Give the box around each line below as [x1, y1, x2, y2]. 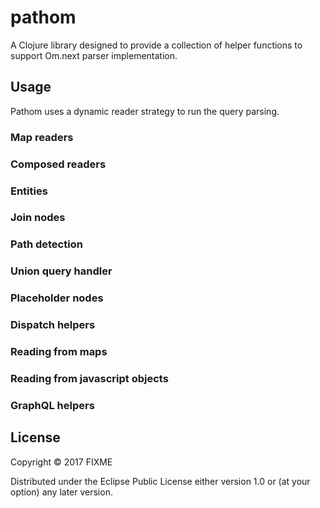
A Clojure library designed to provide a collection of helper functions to [10, 39, 303, 51]
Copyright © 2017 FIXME [10, 456, 113, 468]
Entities [10, 184, 48, 198]
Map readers [10, 130, 74, 144]
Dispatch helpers [10, 318, 96, 332]
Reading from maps [10, 345, 108, 359]
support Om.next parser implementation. [10, 49, 178, 61]
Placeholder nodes [10, 291, 104, 305]
